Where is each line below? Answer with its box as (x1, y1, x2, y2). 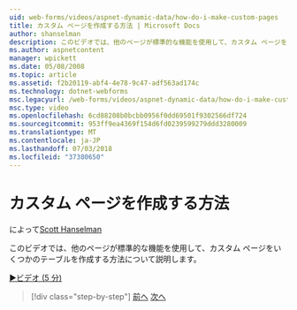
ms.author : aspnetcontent (9, 46, 104, 55)
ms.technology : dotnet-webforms (9, 87, 128, 95)
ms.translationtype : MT (9, 128, 97, 137)
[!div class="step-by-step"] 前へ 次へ (30, 291, 166, 302)
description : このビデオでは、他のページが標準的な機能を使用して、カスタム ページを (9, 37, 288, 47)
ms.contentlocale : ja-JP (9, 136, 101, 145)
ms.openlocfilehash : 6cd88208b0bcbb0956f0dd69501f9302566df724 (9, 111, 247, 120)
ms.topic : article (9, 71, 77, 79)
